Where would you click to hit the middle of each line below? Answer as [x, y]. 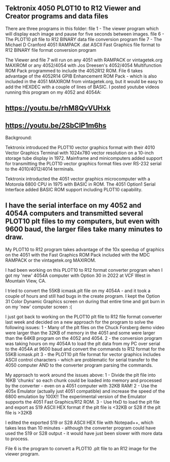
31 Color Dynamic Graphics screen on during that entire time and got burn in [85, 301]
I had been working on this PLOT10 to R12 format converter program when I [84, 270]
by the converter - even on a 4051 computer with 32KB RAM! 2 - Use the [81, 385]
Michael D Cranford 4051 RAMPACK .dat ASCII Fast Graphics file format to [83, 45]
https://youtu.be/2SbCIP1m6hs [56, 126]
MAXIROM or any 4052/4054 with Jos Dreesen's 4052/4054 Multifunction [83, 65]
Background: [19, 138]
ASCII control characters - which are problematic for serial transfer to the [82, 360]
